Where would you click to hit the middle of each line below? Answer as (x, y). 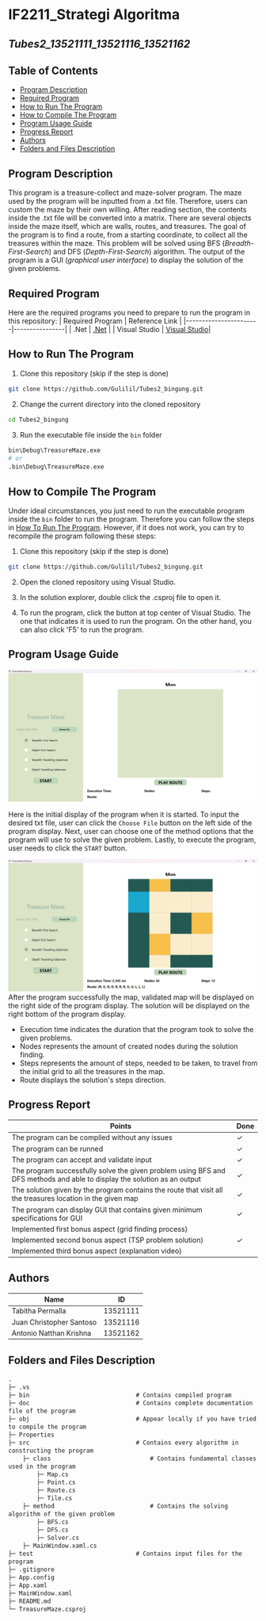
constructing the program (51, 1451)
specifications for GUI (47, 1218)
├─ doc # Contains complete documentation (131, 1403)
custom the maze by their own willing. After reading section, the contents (127, 210)
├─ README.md (30, 1602)
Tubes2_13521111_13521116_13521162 (99, 44)
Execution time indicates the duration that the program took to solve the (137, 1029)
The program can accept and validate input (82, 1160)
